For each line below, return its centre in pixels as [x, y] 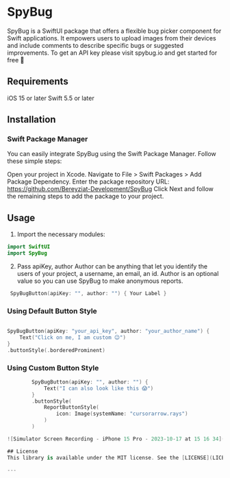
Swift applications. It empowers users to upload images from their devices [112, 38]
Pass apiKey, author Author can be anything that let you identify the [112, 266]
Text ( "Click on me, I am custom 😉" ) [73, 338]
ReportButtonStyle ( [71, 407]
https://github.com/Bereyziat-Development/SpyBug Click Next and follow [111, 189]
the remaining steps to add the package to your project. [86, 197]
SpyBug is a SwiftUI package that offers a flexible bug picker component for [114, 31]
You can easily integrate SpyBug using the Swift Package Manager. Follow [112, 154]
